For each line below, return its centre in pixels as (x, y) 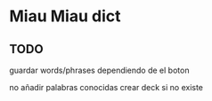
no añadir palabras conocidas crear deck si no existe (106, 87)
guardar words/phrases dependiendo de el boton (99, 70)
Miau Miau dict (65, 16)
